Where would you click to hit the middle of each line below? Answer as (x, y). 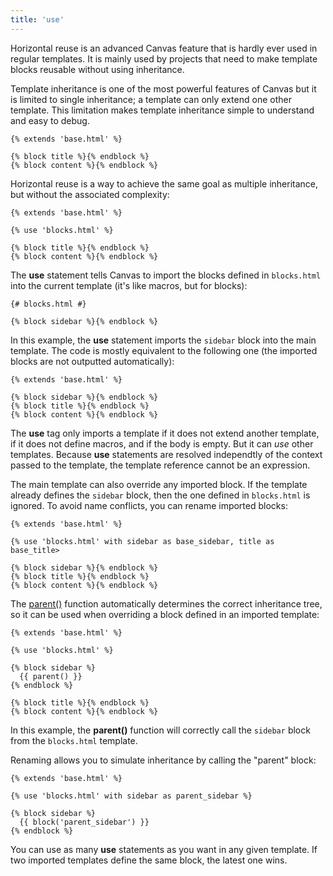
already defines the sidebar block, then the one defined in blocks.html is (160, 495)
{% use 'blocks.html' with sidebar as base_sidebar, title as (142, 541)
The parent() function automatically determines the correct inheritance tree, (166, 603)
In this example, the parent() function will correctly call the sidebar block (160, 730)
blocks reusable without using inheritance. (97, 69)
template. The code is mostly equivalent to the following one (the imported (164, 350)
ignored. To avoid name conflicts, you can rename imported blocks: (149, 505)
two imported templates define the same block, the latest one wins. (149, 860)
